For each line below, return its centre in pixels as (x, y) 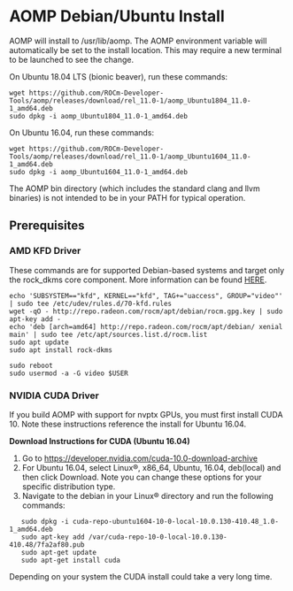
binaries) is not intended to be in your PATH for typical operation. (127, 197)
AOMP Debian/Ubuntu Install (117, 16)
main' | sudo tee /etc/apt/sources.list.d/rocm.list (108, 334)
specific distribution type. (69, 486)
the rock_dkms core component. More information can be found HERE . (138, 280)
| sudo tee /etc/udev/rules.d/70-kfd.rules (91, 303)
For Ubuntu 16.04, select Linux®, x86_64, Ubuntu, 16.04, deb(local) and (151, 467)
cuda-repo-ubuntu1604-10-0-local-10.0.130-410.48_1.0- (175, 521)
